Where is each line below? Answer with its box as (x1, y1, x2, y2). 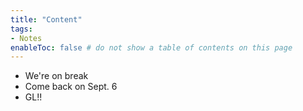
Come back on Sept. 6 (24, 81, 118, 93)
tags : (10, 24, 33, 34)
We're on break (24, 70, 89, 82)
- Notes (10, 33, 43, 43)
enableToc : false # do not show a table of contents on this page (10, 42, 293, 53)
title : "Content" (10, 14, 83, 25)
